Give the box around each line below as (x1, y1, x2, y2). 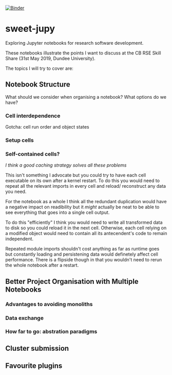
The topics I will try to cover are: (5, 65, 73, 72)
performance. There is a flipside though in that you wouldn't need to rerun (5, 257, 162, 263)
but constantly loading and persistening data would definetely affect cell (5, 251, 158, 257)
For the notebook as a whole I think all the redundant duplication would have (5, 199, 167, 205)
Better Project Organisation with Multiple (5, 277, 139, 285)
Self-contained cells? (5, 150, 60, 157)
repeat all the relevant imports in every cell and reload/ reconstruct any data (5, 183, 166, 189)
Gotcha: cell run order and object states (5, 124, 89, 130)
